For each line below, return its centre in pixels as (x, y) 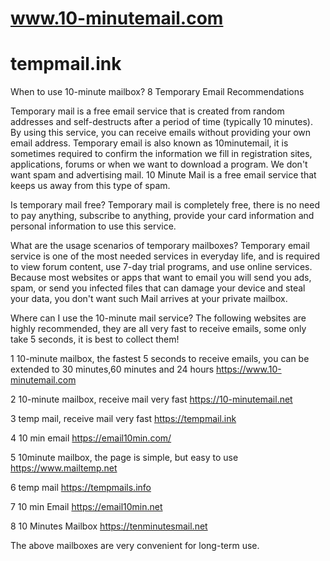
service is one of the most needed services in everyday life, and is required (165, 256)
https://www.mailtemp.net (64, 468)
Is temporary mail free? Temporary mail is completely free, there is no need (165, 205)
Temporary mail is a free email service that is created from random (147, 111)
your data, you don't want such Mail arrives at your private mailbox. (149, 299)
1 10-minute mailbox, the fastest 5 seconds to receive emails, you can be (160, 359)
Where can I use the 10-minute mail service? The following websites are (158, 318)
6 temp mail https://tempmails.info (81, 488)
